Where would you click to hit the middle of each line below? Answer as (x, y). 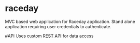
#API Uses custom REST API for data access (49, 36)
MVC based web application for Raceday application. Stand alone (70, 21)
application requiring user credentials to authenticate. (58, 26)
